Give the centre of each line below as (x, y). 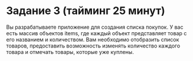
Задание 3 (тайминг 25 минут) (86, 11)
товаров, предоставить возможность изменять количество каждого (93, 46)
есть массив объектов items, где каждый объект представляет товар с (96, 33)
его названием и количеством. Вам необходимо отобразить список (93, 39)
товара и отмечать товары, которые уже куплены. (70, 52)
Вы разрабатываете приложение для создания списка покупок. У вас (95, 27)
